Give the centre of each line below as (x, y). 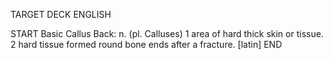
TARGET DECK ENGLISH (61, 14)
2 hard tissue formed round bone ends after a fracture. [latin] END (146, 44)
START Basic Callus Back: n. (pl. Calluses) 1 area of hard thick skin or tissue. (167, 33)
